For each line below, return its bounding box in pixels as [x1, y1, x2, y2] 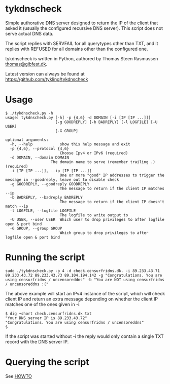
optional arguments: [5, 137, 49, 142]
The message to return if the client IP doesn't [59, 199, 165, 204]
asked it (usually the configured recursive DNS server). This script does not [5, 25, 163, 31]
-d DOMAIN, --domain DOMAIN [10, 155, 70, 160]
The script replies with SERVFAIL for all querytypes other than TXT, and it [5, 40, 158, 46]
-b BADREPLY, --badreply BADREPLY [10, 195, 83, 200]
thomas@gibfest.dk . [5, 61, 48, 67]
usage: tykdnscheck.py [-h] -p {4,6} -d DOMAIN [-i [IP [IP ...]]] [5, 115, 151, 120]
